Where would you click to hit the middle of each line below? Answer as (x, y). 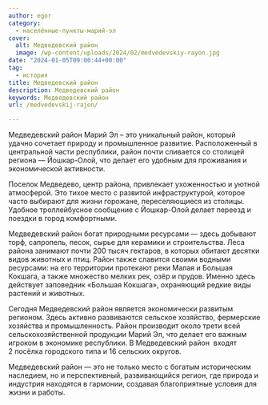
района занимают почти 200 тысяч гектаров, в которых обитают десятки (134, 251)
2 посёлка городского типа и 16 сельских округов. (95, 351)
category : (25, 23)
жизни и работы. (37, 392)
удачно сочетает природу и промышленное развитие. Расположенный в (133, 143)
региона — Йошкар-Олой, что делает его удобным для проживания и (128, 160)
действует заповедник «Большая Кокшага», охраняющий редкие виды (130, 285)
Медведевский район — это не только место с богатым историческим (130, 367)
